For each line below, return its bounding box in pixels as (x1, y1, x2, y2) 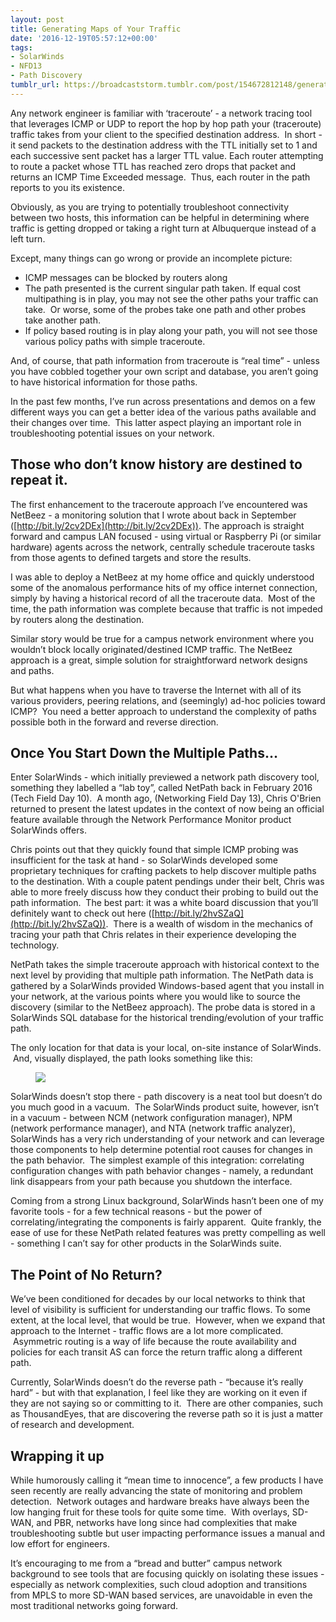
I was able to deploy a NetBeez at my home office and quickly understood (10, 571, 315, 583)
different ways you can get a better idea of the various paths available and (10, 406, 317, 418)
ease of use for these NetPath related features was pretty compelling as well (10, 1227, 326, 1239)
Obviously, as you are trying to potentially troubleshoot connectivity (10, 201, 290, 213)
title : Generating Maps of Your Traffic (10, 24, 182, 34)
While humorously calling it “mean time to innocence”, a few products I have (10, 1474, 324, 1486)
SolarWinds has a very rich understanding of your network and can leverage (10, 1133, 325, 1145)
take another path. (24, 314, 101, 326)
